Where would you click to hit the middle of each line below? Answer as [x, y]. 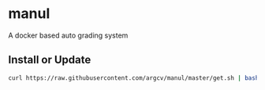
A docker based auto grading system [68, 35]
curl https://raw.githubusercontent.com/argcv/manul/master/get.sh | [125, 78]
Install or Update [50, 60]
